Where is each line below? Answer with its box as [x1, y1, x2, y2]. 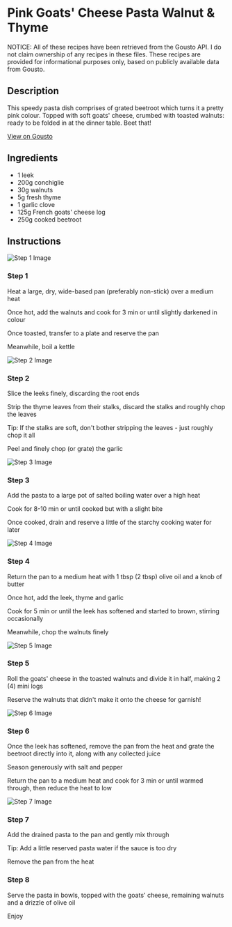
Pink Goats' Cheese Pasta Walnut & [7, 5, 215, 21]
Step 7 [7, 815, 29, 825]
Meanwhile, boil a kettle [7, 342, 75, 351]
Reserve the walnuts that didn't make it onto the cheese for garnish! [7, 695, 201, 703]
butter [7, 580, 25, 588]
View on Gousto [7, 132, 53, 140]
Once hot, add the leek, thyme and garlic [7, 593, 124, 602]
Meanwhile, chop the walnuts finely [7, 627, 109, 636]
